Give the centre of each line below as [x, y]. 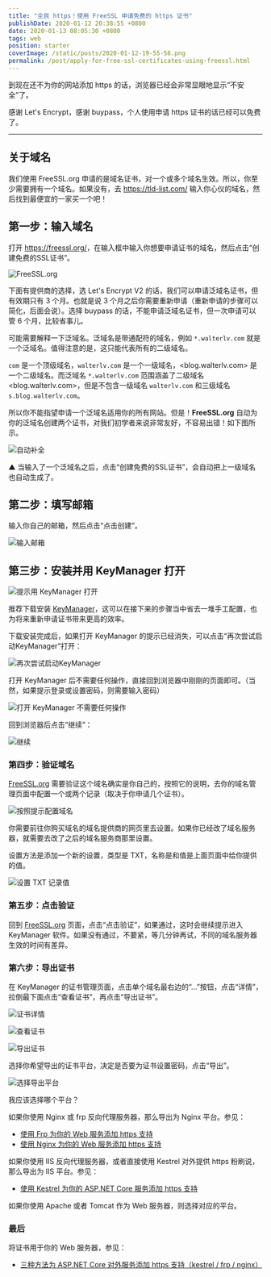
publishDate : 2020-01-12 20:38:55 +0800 [77, 23]
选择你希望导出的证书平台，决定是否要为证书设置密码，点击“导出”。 [121, 1066]
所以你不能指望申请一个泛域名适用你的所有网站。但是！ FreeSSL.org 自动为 [133, 412]
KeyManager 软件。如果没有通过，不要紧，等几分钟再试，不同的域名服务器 [133, 935]
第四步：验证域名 [42, 765]
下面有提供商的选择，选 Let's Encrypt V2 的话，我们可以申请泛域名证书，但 [133, 290]
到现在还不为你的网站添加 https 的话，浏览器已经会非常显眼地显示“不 [123, 85]
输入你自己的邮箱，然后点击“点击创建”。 [75, 526]
